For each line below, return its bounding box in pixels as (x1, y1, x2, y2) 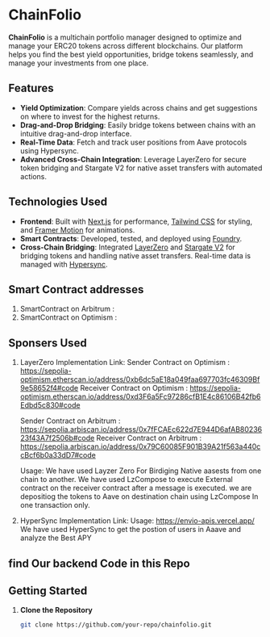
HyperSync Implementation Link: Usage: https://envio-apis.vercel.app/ (19, 516, 255, 526)
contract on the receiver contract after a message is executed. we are (19, 483, 252, 493)
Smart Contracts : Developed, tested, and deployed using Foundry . (19, 233, 243, 243)
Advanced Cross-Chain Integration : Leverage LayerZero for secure (19, 154, 247, 164)
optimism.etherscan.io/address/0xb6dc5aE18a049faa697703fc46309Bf (19, 375, 260, 384)
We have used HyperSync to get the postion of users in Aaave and (19, 525, 242, 534)
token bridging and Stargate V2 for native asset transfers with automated (19, 163, 263, 173)
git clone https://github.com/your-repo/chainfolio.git (19, 621, 212, 629)
